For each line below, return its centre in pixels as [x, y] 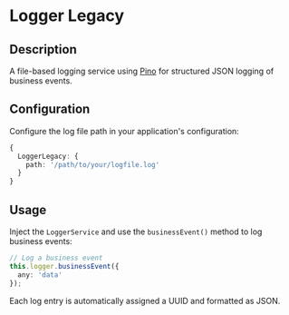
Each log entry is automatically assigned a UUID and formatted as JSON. [145, 300]
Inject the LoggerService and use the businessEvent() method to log [136, 231]
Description [43, 49]
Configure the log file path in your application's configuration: [125, 131]
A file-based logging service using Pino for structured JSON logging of [142, 71]
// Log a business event [56, 258]
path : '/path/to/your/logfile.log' [93, 164]
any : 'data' [40, 275]
